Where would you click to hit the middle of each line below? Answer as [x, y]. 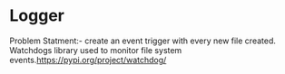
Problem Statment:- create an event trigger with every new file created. [143, 41]
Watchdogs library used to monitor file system [96, 50]
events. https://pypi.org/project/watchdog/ [88, 60]
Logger [37, 16]
